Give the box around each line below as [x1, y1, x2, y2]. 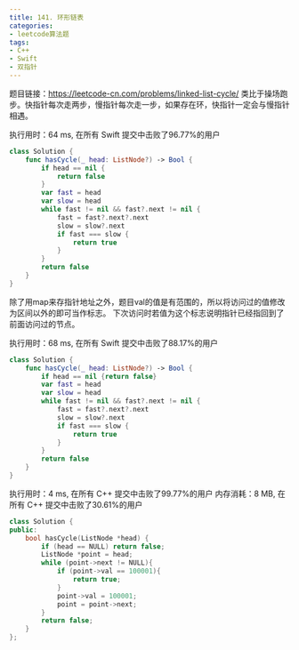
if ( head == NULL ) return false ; [41, 542, 166, 551]
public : [9, 526, 38, 534]
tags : [9, 37, 29, 47]
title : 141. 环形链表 [9, 12, 85, 22]
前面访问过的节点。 [9, 318, 80, 329]
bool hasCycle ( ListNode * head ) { [25, 534, 149, 542]
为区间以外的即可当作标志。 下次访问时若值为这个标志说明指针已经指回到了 [9, 308, 285, 318]
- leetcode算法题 [9, 29, 69, 38]
